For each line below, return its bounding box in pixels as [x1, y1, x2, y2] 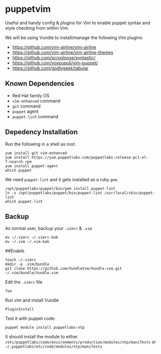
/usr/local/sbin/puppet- [104, 190, 155, 196]
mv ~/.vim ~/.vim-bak [5, 239, 50, 244]
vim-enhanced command [12, 98, 61, 104]
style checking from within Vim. [5, 25, 69, 31]
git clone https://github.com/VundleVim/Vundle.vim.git [5, 266, 122, 271]
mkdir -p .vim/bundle [5, 262, 50, 267]
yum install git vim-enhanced [5, 151, 67, 156]
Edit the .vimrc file [5, 279, 43, 285]
